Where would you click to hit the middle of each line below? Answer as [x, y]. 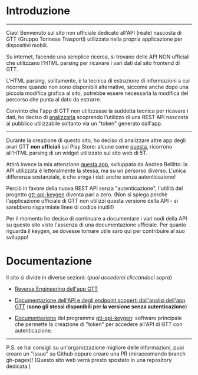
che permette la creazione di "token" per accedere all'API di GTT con [98, 324]
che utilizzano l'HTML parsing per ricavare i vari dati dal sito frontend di [93, 63]
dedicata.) [19, 366]
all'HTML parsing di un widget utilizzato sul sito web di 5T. [77, 153]
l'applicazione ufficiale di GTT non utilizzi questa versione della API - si [92, 200]
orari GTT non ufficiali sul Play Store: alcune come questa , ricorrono [89, 146]
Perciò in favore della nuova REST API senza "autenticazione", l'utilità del [95, 188]
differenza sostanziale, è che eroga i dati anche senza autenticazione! [91, 177]
